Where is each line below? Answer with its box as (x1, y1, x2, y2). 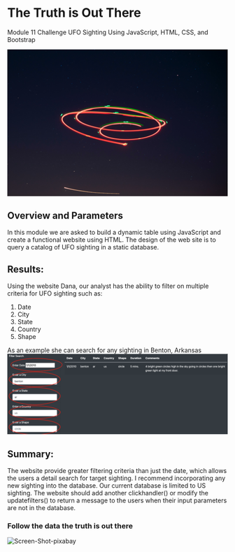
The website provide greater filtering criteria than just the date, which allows (7, 467, 227, 475)
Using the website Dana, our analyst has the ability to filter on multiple (7, 282, 209, 291)
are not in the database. (7, 504, 76, 512)
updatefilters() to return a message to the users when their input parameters (7, 496, 227, 504)
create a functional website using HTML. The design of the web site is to (7, 235, 217, 244)
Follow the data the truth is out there (7, 521, 133, 531)
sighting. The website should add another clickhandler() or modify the (7, 489, 208, 497)
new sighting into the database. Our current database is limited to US (7, 481, 206, 490)
